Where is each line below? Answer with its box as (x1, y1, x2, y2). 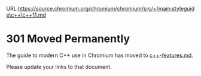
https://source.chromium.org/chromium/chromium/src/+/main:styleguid (17, 5, 195, 12)
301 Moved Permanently (6, 32, 130, 46)
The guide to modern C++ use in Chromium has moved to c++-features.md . (6, 52, 193, 59)
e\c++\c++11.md (6, 11, 47, 18)
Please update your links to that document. (6, 63, 112, 70)
